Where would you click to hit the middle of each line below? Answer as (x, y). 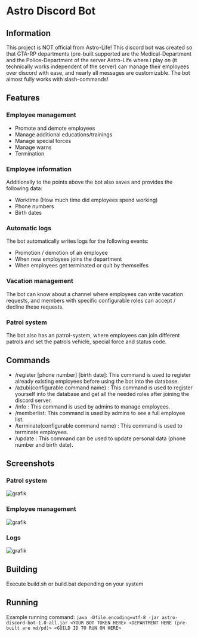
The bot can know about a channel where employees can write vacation (95, 294)
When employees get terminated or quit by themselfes (82, 266)
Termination (30, 153)
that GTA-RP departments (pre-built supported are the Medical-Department (99, 54)
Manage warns (33, 147)
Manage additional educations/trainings (64, 134)
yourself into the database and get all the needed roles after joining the (102, 394)
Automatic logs (29, 228)
